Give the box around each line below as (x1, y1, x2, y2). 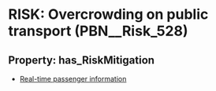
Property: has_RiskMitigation (8, 53, 155, 67)
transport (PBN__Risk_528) (8, 22, 188, 40)
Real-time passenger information (19, 75, 127, 83)
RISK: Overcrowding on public (8, 5, 209, 24)
